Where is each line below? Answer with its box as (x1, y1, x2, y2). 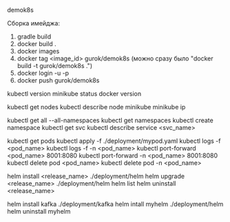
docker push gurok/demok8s (17, 76, 100, 85)
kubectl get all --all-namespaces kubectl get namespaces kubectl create (7, 116, 213, 124)
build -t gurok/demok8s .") (17, 62, 93, 69)
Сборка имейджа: (7, 19, 61, 27)
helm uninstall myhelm (7, 208, 71, 215)
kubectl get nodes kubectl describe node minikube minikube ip (7, 103, 186, 111)
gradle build (17, 32, 52, 41)
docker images (17, 47, 60, 55)
